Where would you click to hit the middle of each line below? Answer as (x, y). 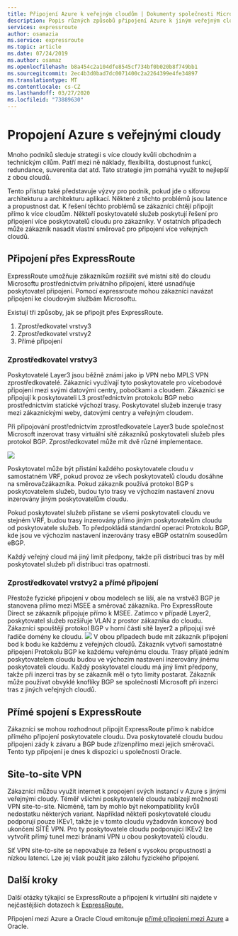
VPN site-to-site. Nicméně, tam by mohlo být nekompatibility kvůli (103, 806)
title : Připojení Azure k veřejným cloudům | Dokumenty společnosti (110, 14)
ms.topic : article (34, 47)
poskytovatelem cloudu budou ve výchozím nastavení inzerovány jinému (113, 660)
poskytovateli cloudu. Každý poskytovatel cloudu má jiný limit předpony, (113, 667)
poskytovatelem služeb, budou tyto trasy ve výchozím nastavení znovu (111, 492)
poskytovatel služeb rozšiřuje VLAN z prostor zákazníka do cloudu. (105, 621)
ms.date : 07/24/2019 (38, 54)
